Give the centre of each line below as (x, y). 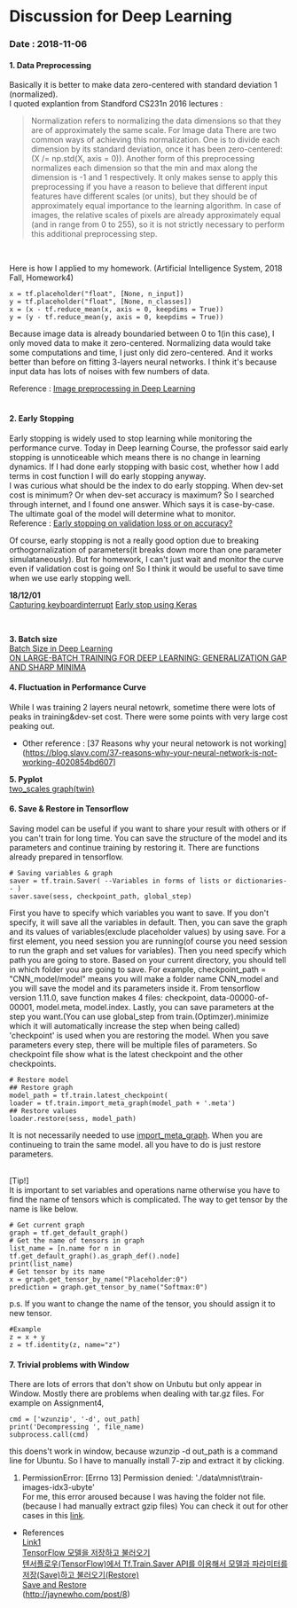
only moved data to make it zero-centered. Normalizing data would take (141, 343)
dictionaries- (262, 881)
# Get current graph (47, 1225)
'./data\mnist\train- (229, 1478)
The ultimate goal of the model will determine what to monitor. (123, 514)
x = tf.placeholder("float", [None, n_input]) (97, 294)
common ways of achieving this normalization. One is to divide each (156, 140)
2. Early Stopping (42, 418)
